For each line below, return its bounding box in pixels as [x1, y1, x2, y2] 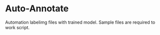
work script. [5, 24, 30, 30]
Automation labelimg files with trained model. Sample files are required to [5, 19, 156, 25]
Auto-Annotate [5, 3, 69, 14]
